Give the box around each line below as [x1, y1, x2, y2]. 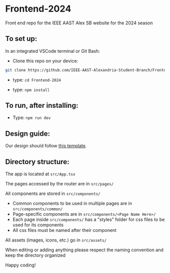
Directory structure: [5, 158, 70, 166]
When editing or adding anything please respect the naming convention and [5, 247, 163, 253]
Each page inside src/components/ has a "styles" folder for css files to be [12, 216, 165, 223]
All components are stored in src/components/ [5, 190, 101, 197]
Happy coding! [5, 262, 36, 268]
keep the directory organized [5, 252, 66, 258]
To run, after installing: [5, 101, 78, 110]
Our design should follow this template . [5, 143, 87, 149]
